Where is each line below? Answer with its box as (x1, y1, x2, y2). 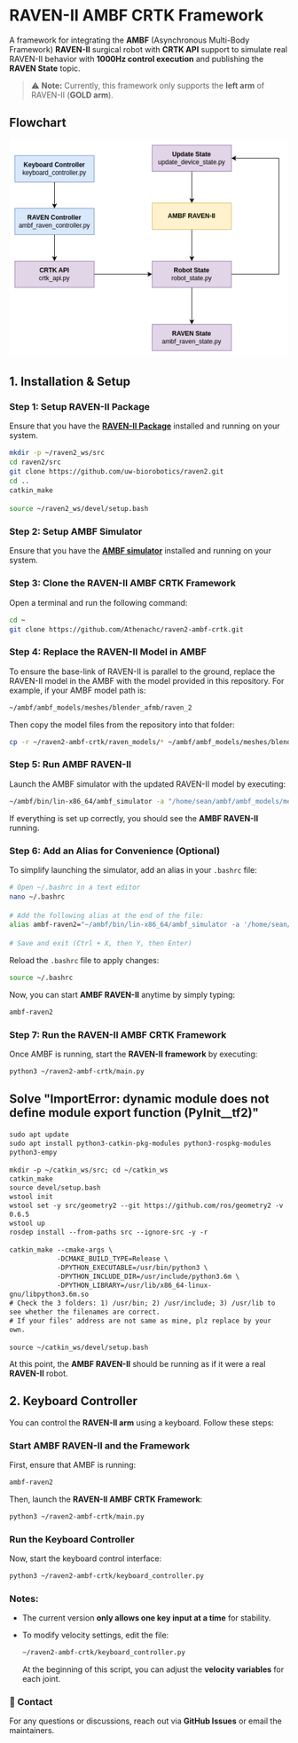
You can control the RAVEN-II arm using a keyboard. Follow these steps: (9, 1417, 275, 1428)
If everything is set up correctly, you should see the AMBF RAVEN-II (9, 813, 259, 823)
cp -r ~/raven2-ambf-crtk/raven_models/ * (9, 737, 165, 746)
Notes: (9, 1592, 39, 1605)
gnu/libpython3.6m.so (9, 1290, 90, 1299)
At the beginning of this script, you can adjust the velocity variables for (21, 1664, 285, 1675)
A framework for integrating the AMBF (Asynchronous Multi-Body (9, 35, 250, 45)
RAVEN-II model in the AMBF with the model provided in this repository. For (9, 675, 285, 686)
